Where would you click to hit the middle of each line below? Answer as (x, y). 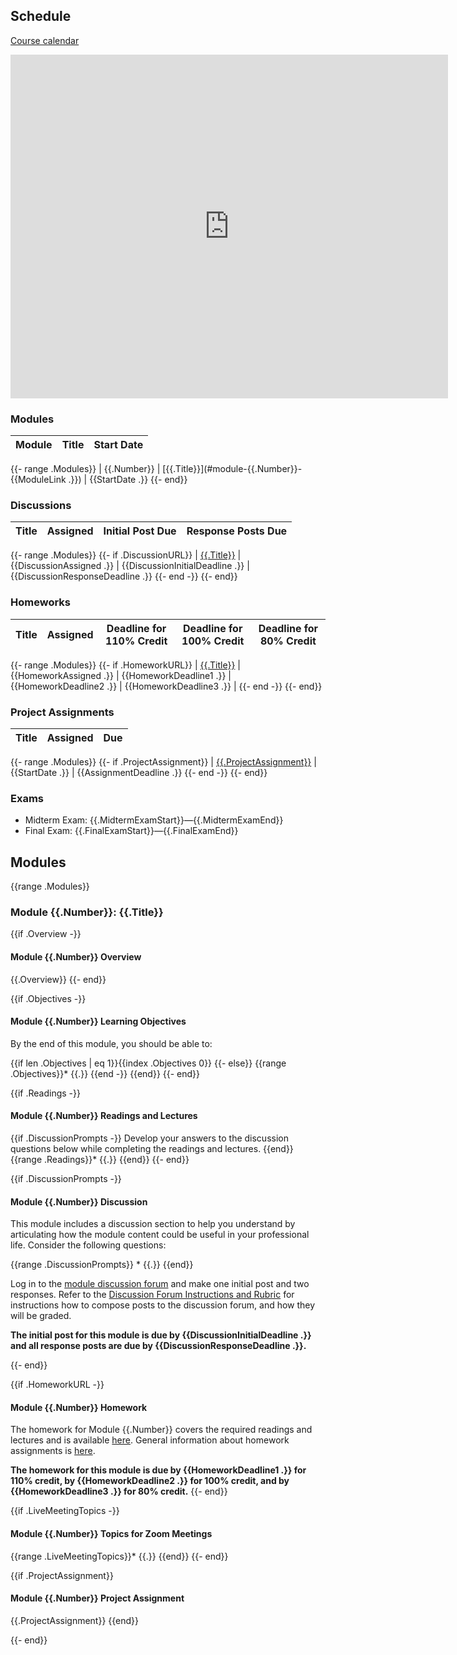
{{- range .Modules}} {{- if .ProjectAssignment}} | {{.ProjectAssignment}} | (163, 762)
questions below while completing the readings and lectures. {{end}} (152, 1149)
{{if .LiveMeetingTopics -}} (65, 1511)
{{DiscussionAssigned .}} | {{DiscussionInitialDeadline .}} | (130, 566)
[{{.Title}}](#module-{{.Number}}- (232, 469)
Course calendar (45, 40)
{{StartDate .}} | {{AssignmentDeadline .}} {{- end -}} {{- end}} (139, 772)
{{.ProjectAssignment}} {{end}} (75, 1620)
